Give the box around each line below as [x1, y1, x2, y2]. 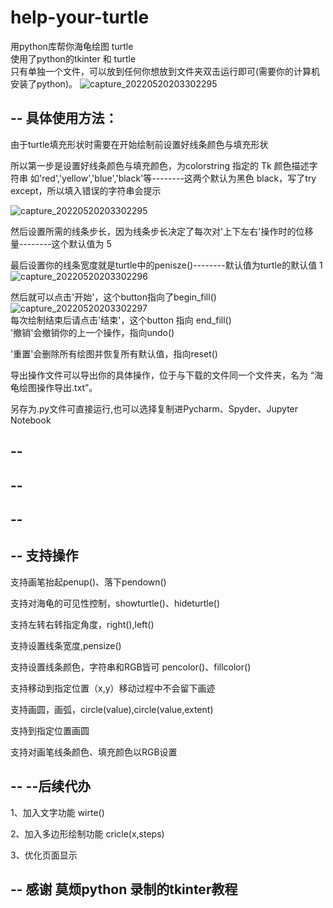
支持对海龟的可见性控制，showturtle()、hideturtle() [10, 597, 221, 609]
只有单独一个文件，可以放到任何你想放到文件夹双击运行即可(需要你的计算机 [10, 65, 321, 77]
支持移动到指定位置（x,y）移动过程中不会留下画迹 [10, 682, 216, 694]
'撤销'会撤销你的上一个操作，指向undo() [10, 326, 175, 338]
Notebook [10, 414, 52, 426]
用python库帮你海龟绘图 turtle [10, 40, 134, 52]
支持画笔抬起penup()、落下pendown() [10, 576, 167, 588]
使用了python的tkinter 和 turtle [10, 52, 137, 65]
